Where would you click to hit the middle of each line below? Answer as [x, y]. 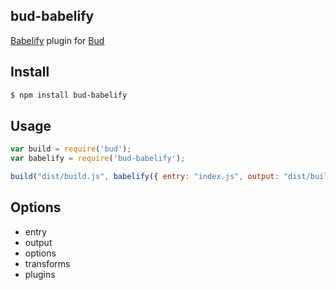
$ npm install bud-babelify [69, 95]
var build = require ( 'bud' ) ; [71, 149]
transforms [47, 263]
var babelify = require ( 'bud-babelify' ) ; [98, 159]
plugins [40, 274]
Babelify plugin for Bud [57, 40]
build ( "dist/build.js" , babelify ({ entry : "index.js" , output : [145, 177]
